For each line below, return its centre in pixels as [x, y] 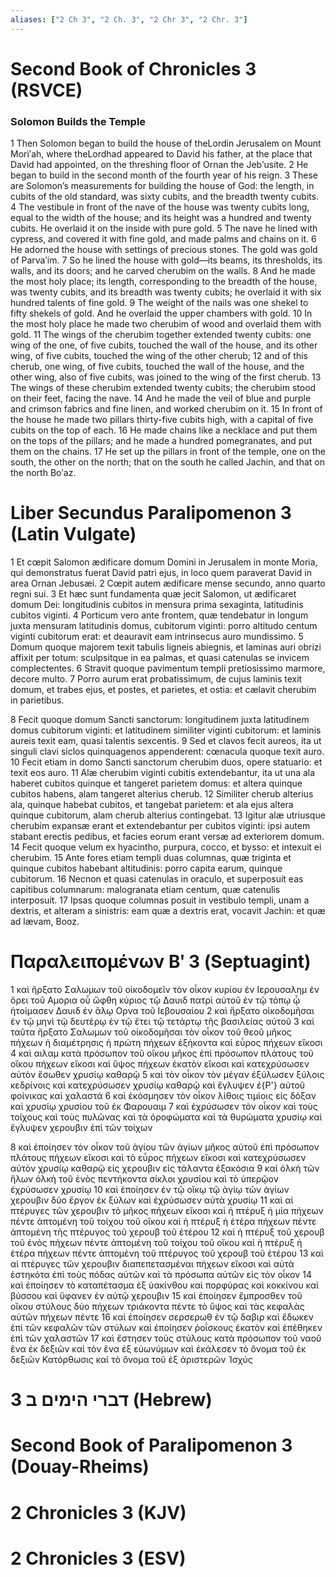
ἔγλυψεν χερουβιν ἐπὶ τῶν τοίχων [81, 1127]
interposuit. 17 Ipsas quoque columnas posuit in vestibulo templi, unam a [160, 900]
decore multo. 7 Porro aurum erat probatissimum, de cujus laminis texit [156, 679]
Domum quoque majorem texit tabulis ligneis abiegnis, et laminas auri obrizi [166, 647]
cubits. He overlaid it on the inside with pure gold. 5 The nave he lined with [164, 228]
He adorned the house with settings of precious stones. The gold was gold [164, 250]
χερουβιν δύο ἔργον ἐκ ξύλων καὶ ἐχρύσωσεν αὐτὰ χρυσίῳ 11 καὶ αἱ [152, 1200]
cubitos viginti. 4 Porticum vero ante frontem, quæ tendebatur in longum [159, 615]
